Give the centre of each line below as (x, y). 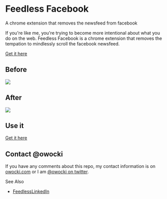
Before (16, 70)
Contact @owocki (34, 154)
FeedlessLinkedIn (31, 191)
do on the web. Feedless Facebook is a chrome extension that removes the (84, 38)
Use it (14, 126)
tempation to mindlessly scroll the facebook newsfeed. (63, 43)
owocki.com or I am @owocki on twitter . (47, 172)
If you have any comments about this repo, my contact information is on (80, 166)
